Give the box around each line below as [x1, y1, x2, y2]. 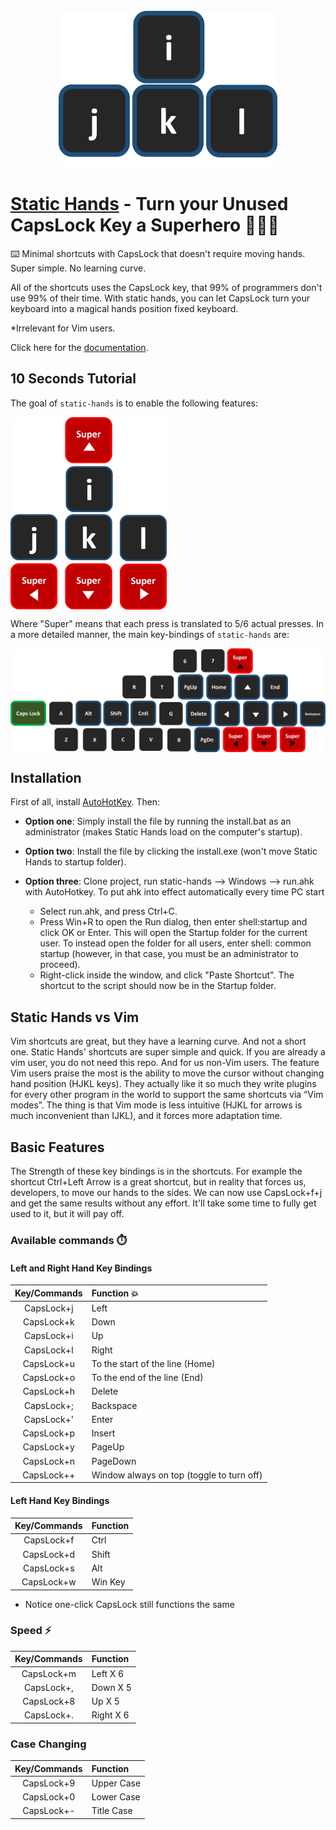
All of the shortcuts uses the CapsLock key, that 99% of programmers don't [10, 281, 323, 293]
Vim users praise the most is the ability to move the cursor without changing [10, 1067, 325, 1079]
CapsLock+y [22, 1441, 75, 1453]
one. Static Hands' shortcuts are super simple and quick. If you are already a [10, 1046, 326, 1058]
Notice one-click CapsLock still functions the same [24, 1598, 235, 1610]
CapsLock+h [22, 1385, 76, 1398]
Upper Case [91, 1777, 142, 1789]
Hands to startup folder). [24, 856, 127, 868]
